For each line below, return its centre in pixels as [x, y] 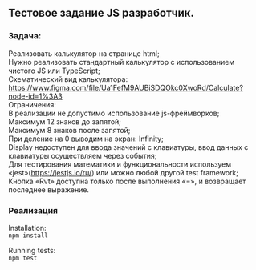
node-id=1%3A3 [35, 96]
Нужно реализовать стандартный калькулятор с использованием [122, 62]
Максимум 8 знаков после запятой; [69, 130]
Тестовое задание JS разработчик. [102, 13]
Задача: [25, 36]
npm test [23, 258]
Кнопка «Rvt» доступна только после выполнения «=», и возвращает [127, 181]
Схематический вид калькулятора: [68, 79]
